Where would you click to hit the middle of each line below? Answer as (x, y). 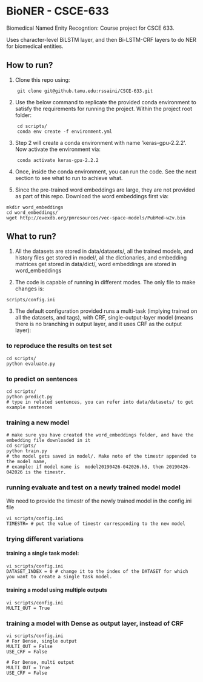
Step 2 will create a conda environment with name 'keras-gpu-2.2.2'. (101, 142)
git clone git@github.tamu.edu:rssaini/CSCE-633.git (85, 91)
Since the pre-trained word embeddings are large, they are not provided (105, 190)
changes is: (29, 289)
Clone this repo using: (42, 79)
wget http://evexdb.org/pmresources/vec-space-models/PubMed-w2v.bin (96, 218)
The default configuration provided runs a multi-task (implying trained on (106, 311)
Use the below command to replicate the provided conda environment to (106, 102)
